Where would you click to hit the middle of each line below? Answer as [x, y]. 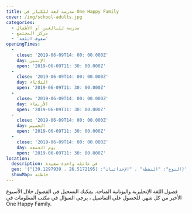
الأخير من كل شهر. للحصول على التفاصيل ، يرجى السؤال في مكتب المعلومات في [94, 197]
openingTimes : [23, 44]
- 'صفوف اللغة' [30, 39]
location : [18, 159]
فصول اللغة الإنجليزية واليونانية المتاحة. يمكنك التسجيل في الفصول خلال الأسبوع [92, 191]
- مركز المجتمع [30, 33]
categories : [20, 22]
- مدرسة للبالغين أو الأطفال [46, 28]
